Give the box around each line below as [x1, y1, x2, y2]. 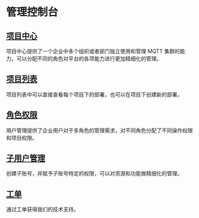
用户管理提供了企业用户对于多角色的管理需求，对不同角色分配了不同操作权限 [6, 127, 193, 134]
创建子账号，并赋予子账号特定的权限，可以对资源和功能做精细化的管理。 [6, 170, 182, 177]
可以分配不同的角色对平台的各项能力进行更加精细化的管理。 [16, 55, 162, 62]
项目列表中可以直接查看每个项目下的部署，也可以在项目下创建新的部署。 [6, 91, 182, 98]
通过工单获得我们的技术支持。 [6, 206, 79, 213]
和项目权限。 [6, 134, 37, 141]
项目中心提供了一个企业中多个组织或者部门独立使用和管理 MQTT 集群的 [6, 48, 180, 54]
